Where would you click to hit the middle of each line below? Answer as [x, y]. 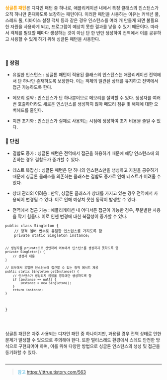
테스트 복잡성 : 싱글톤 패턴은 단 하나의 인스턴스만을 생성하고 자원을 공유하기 [85, 170]
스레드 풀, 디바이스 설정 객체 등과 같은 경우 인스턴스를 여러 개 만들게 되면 [75, 20]
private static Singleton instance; [52, 235]
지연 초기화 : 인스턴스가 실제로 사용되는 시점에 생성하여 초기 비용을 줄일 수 [84, 121]
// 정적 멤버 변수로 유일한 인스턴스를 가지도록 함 [58, 231]
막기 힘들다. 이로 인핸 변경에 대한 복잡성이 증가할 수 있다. [73, 216]
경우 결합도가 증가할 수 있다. [53, 159]
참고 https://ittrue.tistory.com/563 [51, 372]
